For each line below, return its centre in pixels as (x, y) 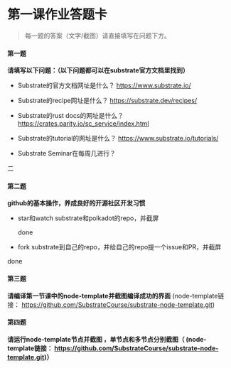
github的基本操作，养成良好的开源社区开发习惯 (76, 203)
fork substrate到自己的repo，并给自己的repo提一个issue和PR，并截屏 (119, 247)
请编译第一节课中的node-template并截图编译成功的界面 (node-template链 (116, 296)
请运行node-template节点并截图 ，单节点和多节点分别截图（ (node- (107, 339)
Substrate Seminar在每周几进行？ (66, 153)
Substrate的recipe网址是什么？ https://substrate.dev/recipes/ (107, 101)
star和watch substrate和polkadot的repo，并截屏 (88, 218)
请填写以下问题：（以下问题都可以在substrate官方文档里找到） (98, 70)
